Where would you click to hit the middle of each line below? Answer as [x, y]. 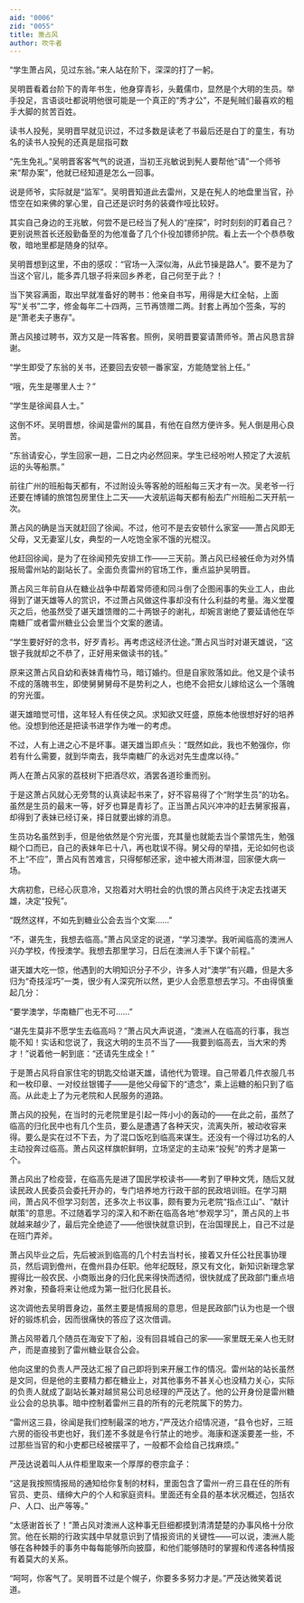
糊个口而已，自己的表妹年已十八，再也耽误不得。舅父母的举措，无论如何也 [148, 848]
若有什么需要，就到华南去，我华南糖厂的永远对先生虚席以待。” [124, 756]
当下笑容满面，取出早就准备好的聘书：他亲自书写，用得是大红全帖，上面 [144, 295]
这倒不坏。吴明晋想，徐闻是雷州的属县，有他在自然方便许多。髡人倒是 [140, 425]
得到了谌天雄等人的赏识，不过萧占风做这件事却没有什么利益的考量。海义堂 [148, 600]
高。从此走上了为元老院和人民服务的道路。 [89, 1096]
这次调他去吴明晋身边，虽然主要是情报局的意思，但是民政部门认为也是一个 [148, 1308]
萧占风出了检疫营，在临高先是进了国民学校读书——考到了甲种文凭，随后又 [148, 1179]
